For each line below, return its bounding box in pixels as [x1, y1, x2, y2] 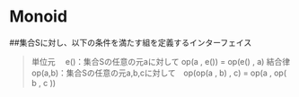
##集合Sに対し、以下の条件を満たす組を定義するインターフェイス [9, 37, 252, 48]
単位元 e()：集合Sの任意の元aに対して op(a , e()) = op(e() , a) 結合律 [31, 56, 291, 66]
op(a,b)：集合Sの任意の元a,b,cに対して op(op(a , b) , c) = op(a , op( [31, 67, 287, 78]
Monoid [9, 6, 68, 27]
